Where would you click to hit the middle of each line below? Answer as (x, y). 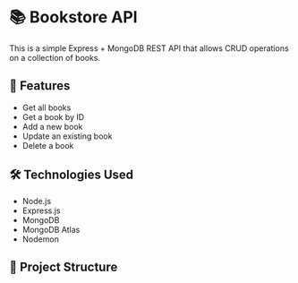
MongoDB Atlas (51, 229)
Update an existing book (67, 136)
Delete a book (48, 145)
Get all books (47, 107)
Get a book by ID (53, 116)
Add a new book (52, 126)
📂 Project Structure (64, 266)
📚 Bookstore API (73, 17)
